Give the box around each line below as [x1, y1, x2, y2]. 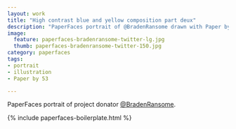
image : [7, 29, 27, 37]
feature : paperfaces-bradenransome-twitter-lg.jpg [13, 36, 165, 43]
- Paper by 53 [7, 75, 49, 82]
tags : [7, 56, 23, 63]
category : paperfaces [7, 50, 71, 56]
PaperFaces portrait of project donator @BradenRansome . [7, 100, 176, 109]
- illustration [7, 68, 52, 75]
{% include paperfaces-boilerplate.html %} [7, 114, 132, 122]
